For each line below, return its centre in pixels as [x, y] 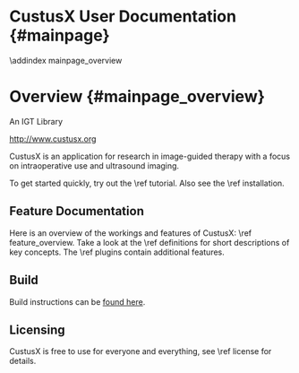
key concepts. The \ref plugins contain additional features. [117, 252]
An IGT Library [36, 121]
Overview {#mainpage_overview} [137, 97]
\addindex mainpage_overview [66, 60]
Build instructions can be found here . [77, 301]
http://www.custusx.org [53, 139]
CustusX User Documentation [123, 17]
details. [23, 361]
